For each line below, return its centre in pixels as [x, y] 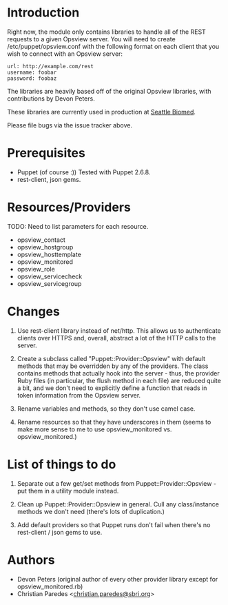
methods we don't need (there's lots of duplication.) [91, 511]
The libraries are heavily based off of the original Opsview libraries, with [109, 91]
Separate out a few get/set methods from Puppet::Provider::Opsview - [117, 483]
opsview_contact [41, 240]
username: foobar [32, 72]
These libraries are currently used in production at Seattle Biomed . [102, 112]
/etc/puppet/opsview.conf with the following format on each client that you [113, 46]
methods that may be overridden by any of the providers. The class [113, 366]
